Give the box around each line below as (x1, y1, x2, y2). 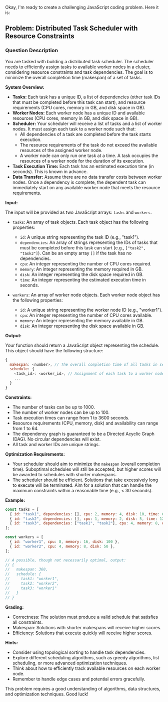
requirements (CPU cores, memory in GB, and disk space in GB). (12, 104, 146, 110)
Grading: (5, 604, 24, 610)
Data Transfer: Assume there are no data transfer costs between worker (12, 174, 162, 180)
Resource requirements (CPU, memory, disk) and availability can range (12, 420, 158, 426)
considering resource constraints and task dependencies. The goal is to (5, 69, 153, 75)
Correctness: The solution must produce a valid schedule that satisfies (12, 614, 158, 620)
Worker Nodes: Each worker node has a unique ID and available (12, 110, 145, 116)
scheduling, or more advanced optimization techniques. (12, 660, 127, 666)
